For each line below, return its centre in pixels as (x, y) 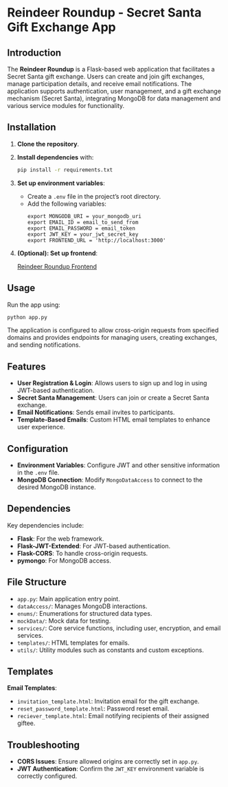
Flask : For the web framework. (60, 539)
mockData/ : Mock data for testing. (64, 621)
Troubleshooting (44, 745)
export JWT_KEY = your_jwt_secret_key (83, 234)
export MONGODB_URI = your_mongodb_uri (84, 216)
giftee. (26, 723)
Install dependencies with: (55, 157)
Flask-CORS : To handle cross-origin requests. (82, 553)
